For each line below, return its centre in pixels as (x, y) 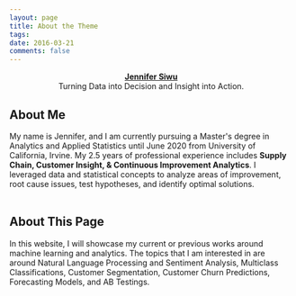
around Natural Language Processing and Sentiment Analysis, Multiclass (144, 263)
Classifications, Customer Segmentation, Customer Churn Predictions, (140, 272)
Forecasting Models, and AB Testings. (80, 282)
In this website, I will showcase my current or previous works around (136, 243)
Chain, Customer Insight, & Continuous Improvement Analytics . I (133, 165)
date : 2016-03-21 (42, 43)
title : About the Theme (54, 26)
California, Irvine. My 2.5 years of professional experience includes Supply (148, 155)
